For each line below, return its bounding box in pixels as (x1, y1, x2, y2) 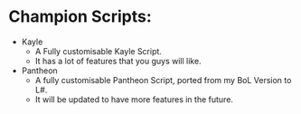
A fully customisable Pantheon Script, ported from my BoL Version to (34, 74, 292, 85)
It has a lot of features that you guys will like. (34, 55, 202, 66)
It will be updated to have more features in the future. (34, 93, 234, 105)
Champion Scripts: (8, 6, 153, 27)
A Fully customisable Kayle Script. (34, 45, 162, 56)
